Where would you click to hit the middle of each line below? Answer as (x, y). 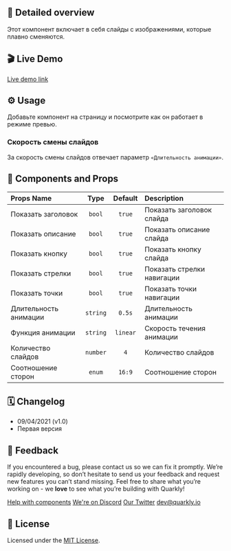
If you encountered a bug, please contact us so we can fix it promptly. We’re (115, 467)
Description (164, 198)
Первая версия (40, 429)
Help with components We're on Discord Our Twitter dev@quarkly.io (104, 502)
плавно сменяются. (36, 36)
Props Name (31, 198)
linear (125, 333)
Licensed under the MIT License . (54, 540)
